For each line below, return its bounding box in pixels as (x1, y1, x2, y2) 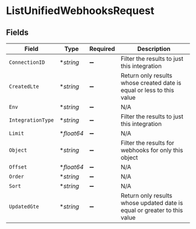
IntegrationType (9, 117, 54, 124)
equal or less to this (120, 86, 174, 94)
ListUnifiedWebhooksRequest (6, 4, 155, 18)
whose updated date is (120, 199, 183, 207)
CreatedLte (9, 83, 39, 90)
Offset (9, 164, 27, 170)
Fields (6, 28, 29, 37)
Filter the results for (120, 139, 174, 147)
